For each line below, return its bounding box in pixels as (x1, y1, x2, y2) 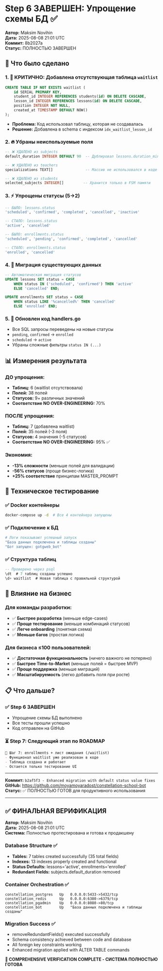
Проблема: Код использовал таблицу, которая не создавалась (12, 121, 144, 127)
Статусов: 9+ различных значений (12, 395, 85, 401)
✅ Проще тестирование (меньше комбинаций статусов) (12, 621, 130, 627)
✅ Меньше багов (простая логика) (12, 631, 84, 637)
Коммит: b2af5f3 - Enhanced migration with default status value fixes (5, 778, 155, 783)
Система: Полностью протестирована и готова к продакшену (5, 830, 134, 836)
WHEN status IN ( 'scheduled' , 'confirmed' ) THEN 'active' (14, 281, 133, 286)
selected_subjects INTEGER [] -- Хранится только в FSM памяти (5, 181, 151, 186)
